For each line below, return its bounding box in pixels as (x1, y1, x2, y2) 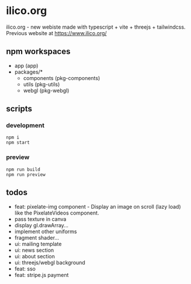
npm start (6, 140, 30, 146)
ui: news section (14, 247, 54, 254)
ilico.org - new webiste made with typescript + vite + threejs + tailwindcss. (6, 23, 186, 30)
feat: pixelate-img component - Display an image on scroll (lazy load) (14, 203, 181, 210)
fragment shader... (14, 234, 60, 241)
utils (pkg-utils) (23, 81, 60, 88)
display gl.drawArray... (14, 221, 69, 228)
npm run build (6, 167, 41, 172)
